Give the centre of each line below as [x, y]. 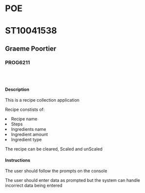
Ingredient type [27, 140]
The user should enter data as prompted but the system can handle [72, 180]
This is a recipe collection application [42, 100]
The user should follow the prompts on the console [56, 171]
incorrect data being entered [34, 186]
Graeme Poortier [31, 48]
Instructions [18, 160]
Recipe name [24, 119]
